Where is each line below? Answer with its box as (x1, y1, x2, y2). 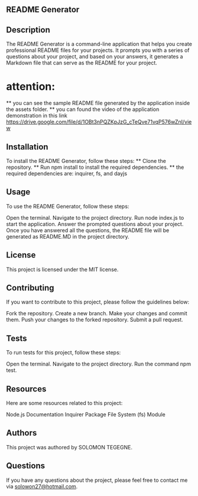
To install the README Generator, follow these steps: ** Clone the (6, 157, 167, 164)
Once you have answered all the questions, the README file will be (6, 227, 170, 234)
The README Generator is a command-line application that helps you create (6, 41, 192, 48)
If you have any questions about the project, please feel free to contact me (6, 477, 188, 484)
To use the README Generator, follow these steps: (6, 203, 129, 210)
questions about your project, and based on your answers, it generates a (6, 53, 183, 60)
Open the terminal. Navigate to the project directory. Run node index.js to (6, 214, 184, 221)
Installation (6, 142, 48, 152)
